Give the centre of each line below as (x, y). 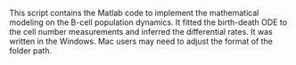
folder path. (30, 51)
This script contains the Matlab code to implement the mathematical (134, 13)
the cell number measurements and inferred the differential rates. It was (141, 32)
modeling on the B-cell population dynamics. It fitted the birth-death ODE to (148, 22)
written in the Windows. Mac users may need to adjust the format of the (141, 41)
